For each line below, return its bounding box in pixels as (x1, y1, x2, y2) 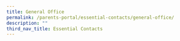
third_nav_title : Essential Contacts (6, 25, 103, 32)
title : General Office (6, 8, 65, 15)
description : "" (6, 20, 48, 26)
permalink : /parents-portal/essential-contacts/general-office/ (6, 14, 174, 20)
